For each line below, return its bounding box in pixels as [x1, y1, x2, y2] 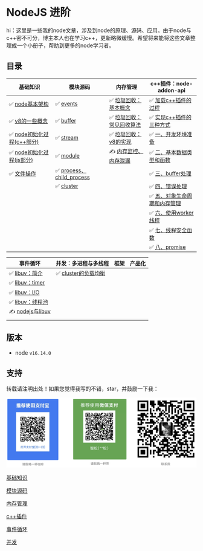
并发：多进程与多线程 [56, 259, 109, 266]
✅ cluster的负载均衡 [56, 269, 106, 277]
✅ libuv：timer [8, 279, 45, 286]
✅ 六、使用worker [149, 209, 194, 216]
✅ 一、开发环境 [149, 130, 187, 138]
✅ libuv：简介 [8, 269, 43, 277]
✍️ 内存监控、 [109, 147, 144, 155]
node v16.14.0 [14, 349, 51, 356]
